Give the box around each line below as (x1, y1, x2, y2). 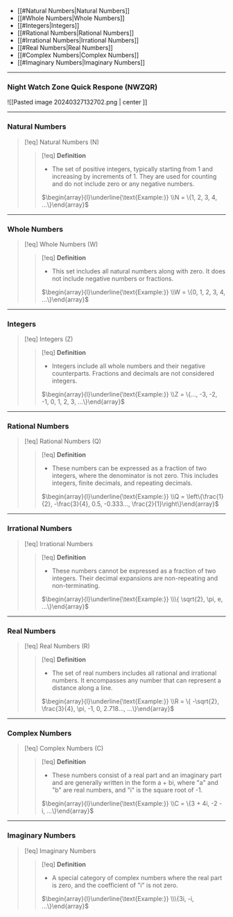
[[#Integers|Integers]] (17, 22, 80, 29)
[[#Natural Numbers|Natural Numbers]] (17, 7, 130, 15)
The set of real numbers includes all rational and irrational (51, 669, 217, 678)
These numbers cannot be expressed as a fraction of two (51, 566, 216, 575)
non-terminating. (51, 581, 101, 589)
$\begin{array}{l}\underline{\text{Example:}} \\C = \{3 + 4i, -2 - (41, 799, 223, 808)
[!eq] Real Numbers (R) (24, 642, 90, 651)
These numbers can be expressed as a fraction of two (51, 464, 207, 472)
